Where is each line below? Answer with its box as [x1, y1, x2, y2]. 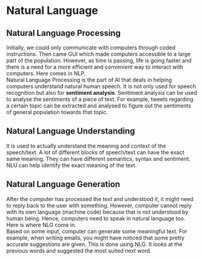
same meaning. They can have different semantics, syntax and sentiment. [6, 155, 191, 162]
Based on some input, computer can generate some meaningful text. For [6, 227, 188, 234]
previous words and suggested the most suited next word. [6, 247, 151, 254]
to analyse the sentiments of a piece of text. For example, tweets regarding [6, 95, 194, 103]
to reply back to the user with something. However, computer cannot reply [6, 202, 192, 209]
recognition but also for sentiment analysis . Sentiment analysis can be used [6, 89, 198, 96]
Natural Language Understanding [6, 126, 135, 137]
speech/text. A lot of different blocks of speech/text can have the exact [6, 148, 185, 156]
